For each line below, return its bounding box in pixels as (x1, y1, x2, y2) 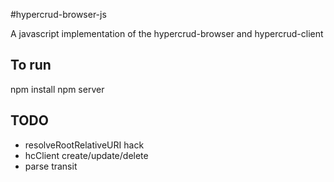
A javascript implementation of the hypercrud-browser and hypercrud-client (10, 28, 324, 39)
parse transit (24, 160, 78, 172)
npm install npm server (10, 83, 105, 95)
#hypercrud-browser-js (10, 9, 107, 20)
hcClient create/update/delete (24, 149, 149, 161)
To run (10, 57, 52, 74)
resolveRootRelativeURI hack (24, 139, 145, 151)
